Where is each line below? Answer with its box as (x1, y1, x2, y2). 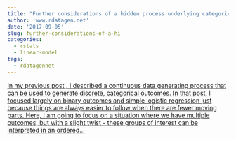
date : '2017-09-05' (7, 23, 65, 30)
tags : (7, 56, 23, 63)
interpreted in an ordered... (7, 126, 86, 134)
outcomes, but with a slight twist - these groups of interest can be (7, 118, 199, 126)
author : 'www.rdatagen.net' (7, 17, 90, 24)
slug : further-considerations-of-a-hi (7, 29, 121, 37)
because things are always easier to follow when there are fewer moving (7, 103, 218, 112)
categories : (7, 36, 42, 43)
